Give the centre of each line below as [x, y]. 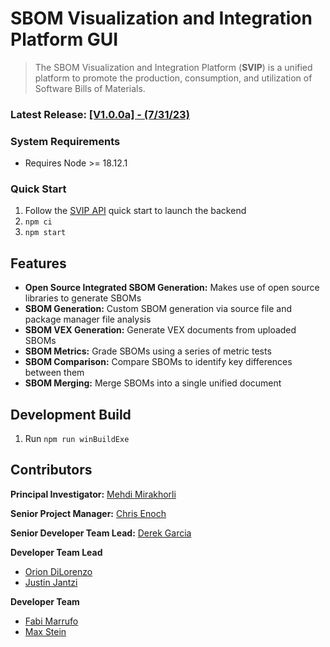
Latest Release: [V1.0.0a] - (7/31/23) [100, 114]
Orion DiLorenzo [58, 571]
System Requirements [65, 141]
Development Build [71, 414]
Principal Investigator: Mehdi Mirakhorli [93, 494]
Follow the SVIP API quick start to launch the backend [135, 211]
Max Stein [45, 631]
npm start [45, 233]
